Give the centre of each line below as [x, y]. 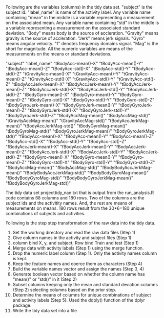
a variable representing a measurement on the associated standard [73, 28]
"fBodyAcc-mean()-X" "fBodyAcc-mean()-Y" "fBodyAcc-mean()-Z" [86, 136]
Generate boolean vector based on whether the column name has [79, 274]
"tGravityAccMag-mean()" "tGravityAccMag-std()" [56, 121]
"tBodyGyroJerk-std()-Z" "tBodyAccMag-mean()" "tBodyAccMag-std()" [78, 115]
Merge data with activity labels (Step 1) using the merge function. [78, 248]
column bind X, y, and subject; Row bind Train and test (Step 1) [76, 243]
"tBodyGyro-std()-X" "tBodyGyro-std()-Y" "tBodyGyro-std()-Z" [91, 100]
